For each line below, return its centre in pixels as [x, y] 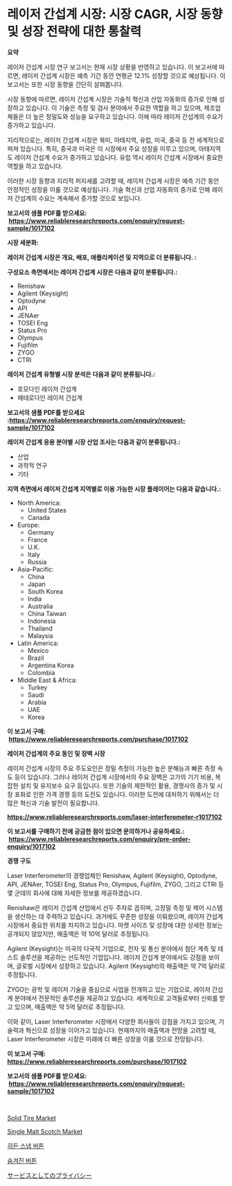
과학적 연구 [32, 465]
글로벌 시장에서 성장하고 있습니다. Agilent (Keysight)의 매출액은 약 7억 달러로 [121, 966]
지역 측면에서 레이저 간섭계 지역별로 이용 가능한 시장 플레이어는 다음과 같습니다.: [114, 489]
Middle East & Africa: [47, 680]
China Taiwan [47, 613]
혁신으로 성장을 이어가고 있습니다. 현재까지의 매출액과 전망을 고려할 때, [121, 1030]
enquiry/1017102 [32, 846]
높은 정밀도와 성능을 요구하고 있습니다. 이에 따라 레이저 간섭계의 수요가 [128, 116]
